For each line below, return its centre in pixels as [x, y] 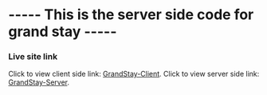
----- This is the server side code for [131, 15]
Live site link [33, 57]
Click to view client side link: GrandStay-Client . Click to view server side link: [134, 74]
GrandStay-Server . [39, 82]
